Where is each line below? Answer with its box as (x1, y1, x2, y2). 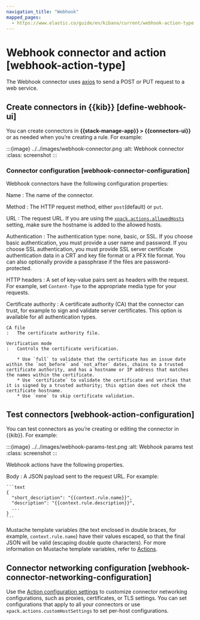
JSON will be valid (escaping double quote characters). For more (6, 539, 166, 546)
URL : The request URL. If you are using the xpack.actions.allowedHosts (6, 215, 184, 222)
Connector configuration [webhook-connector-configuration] (6, 167, 190, 175)
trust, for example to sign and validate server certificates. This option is (6, 307, 183, 314)
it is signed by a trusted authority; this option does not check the (6, 383, 186, 389)
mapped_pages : (6, 14, 42, 20)
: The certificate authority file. (6, 330, 101, 336)
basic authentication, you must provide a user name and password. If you (6, 239, 187, 246)
